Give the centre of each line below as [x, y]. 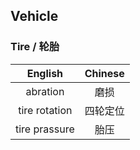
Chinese [104, 73]
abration [45, 91]
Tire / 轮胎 [35, 47]
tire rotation [45, 110]
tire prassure [45, 129]
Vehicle [34, 16]
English [45, 73]
